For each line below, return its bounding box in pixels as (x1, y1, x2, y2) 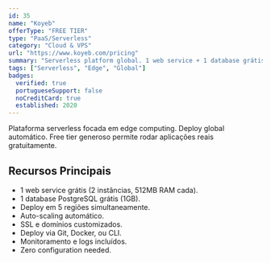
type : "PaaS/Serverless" (8, 34, 92, 43)
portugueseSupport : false (15, 86, 103, 95)
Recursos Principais (8, 164, 111, 178)
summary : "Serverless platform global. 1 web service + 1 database (8, 57, 240, 65)
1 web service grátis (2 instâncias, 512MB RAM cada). (19, 185, 198, 195)
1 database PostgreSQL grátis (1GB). (19, 194, 141, 203)
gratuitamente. (8, 141, 57, 150)
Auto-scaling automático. (19, 211, 105, 220)
